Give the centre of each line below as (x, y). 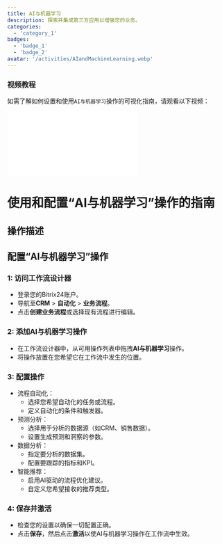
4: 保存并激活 (29, 509)
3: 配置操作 (26, 376)
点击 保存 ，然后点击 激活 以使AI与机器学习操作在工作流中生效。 (105, 534)
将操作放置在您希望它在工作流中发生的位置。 (81, 357)
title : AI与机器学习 (34, 14)
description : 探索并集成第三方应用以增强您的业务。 (74, 20)
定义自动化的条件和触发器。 (67, 410)
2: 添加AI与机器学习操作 (47, 332)
